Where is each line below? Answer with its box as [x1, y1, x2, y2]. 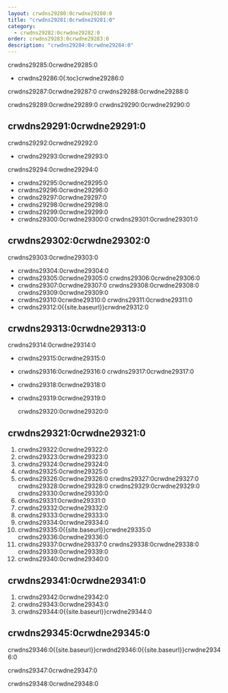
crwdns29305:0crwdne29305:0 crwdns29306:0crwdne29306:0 [17, 274, 201, 282]
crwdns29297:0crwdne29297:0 [17, 193, 107, 201]
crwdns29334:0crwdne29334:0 [17, 519, 109, 527]
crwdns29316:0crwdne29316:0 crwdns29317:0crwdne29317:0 [17, 368, 194, 376]
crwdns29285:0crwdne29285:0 [8, 61, 98, 69]
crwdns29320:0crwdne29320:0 [17, 408, 109, 416]
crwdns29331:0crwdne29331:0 [17, 497, 106, 505]
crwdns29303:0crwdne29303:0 [8, 253, 99, 261]
